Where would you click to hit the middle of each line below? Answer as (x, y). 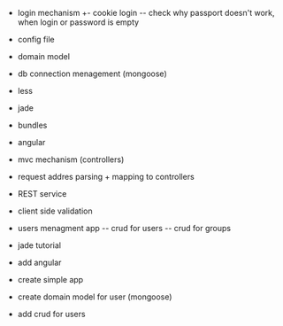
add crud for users (51, 314)
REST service (42, 194)
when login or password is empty (78, 22)
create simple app (50, 279)
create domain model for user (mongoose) (95, 297)
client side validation (55, 211)
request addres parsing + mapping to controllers (106, 177)
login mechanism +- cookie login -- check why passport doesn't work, (146, 13)
